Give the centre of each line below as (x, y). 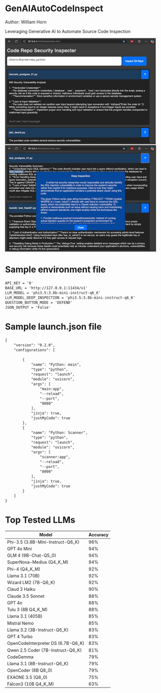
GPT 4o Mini (20, 549)
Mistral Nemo (20, 623)
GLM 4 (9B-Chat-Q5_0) (32, 555)
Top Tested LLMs (40, 520)
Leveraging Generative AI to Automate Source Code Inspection (68, 31)
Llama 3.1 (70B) (23, 576)
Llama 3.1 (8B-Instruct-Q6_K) (38, 664)
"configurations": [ (34, 350)
